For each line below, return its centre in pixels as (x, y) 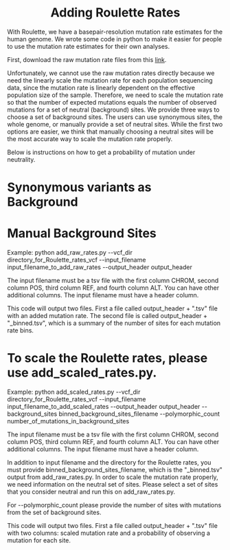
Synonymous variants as (79, 188)
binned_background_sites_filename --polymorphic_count (139, 414)
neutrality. (21, 159)
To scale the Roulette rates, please (107, 358)
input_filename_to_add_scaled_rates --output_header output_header (104, 406)
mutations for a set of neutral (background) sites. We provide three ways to (113, 109)
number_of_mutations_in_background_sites (68, 421)
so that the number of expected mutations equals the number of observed (112, 102)
